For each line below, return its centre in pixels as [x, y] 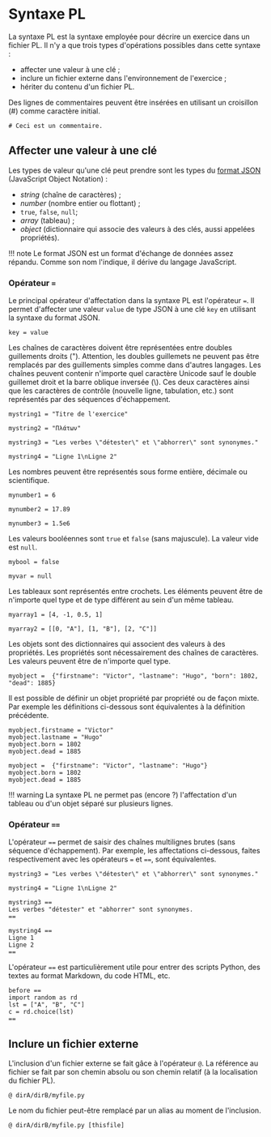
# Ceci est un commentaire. [56, 126]
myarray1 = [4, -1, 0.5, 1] [56, 615]
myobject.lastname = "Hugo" [56, 737]
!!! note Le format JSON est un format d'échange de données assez [121, 253]
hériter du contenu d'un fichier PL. [77, 87]
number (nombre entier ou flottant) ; [80, 203]
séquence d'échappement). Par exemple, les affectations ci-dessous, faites [134, 851]
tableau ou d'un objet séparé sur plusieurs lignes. [91, 804]
